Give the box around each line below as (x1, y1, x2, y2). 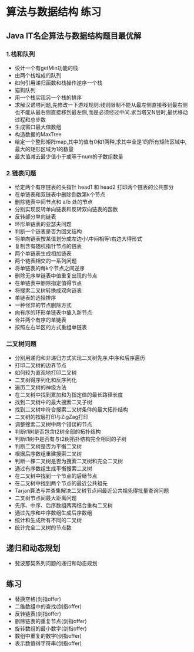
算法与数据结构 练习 (6, 5, 102, 19)
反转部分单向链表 (14, 213, 56, 220)
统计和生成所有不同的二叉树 (14, 517, 82, 524)
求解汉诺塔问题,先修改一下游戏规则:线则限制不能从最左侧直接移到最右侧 (14, 101, 188, 108)
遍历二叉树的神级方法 (14, 384, 66, 391)
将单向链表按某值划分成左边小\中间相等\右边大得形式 (14, 235, 142, 243)
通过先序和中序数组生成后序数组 (14, 509, 92, 516)
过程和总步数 (14, 116, 46, 123)
